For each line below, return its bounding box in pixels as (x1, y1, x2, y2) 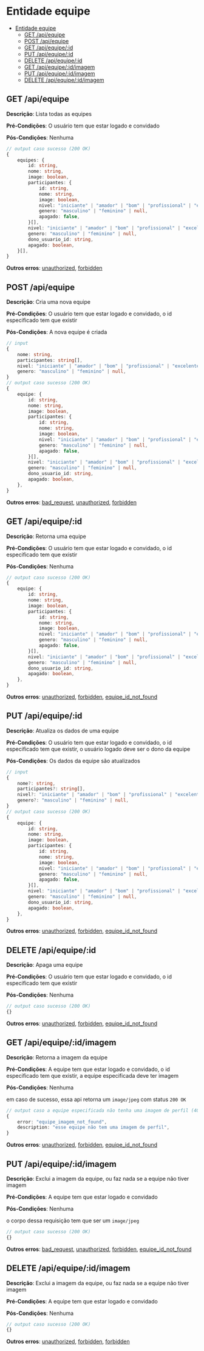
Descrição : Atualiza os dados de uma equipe (6, 727, 120, 734)
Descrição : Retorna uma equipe (6, 532, 87, 540)
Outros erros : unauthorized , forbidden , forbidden (6, 1338, 131, 1346)
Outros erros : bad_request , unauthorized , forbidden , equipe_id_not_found (6, 1245, 192, 1253)
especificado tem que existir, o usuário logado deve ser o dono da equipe (6, 745, 191, 753)
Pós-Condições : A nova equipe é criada (6, 328, 107, 336)
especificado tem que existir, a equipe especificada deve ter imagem (6, 1072, 179, 1079)
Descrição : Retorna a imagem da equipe (6, 1053, 108, 1061)
